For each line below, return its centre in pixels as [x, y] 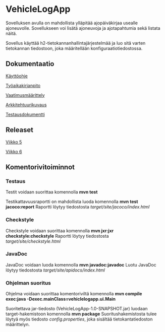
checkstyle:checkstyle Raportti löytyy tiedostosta [57, 236]
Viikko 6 [14, 151]
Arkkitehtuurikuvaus [26, 105]
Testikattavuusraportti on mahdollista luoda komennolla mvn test [72, 201]
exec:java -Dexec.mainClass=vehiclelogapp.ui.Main [61, 299]
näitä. [11, 33]
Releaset [20, 130]
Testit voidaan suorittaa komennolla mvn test [52, 192]
